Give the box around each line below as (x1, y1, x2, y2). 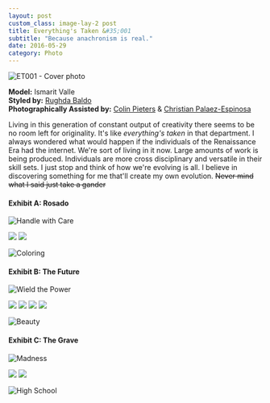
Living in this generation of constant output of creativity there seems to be (8, 120, 255, 129)
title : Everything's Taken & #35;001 (8, 27, 131, 35)
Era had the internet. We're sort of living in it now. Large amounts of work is (8, 146, 260, 155)
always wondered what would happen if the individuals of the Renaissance (8, 137, 256, 146)
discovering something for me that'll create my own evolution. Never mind (8, 171, 254, 181)
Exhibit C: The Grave (8, 335, 79, 345)
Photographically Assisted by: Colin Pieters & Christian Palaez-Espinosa (8, 104, 251, 114)
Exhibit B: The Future (8, 267, 81, 276)
